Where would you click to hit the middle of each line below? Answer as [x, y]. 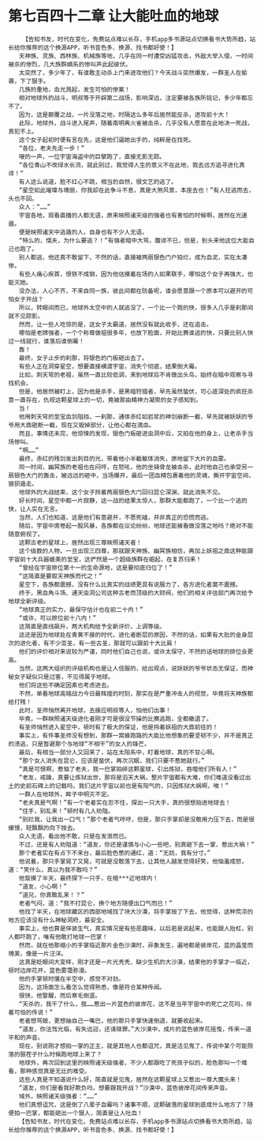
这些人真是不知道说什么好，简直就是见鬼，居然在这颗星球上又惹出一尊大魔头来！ [130, 1079]
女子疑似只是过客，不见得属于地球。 [64, 677]
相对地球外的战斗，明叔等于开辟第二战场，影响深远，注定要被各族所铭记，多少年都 [133, 98]
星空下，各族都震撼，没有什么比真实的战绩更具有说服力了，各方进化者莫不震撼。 [130, 584]
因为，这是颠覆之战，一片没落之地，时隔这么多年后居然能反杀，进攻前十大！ [124, 114]
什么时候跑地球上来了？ [70, 1054]
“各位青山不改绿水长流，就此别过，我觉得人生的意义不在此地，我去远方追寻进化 [129, 165]
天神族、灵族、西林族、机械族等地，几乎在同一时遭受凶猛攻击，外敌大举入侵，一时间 [136, 56]
